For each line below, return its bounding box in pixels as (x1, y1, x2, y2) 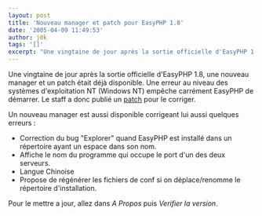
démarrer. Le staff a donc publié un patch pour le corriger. (8, 95, 196, 104)
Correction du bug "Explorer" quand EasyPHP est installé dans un (19, 134, 233, 142)
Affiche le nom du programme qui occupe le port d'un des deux (19, 150, 226, 159)
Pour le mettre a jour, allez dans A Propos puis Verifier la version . (8, 199, 218, 208)
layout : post (8, 11, 51, 20)
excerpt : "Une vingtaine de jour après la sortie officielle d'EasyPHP (8, 48, 247, 56)
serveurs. (19, 159, 51, 167)
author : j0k (8, 33, 47, 42)
